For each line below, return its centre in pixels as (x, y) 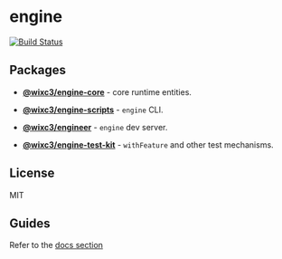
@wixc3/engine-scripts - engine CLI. (93, 110)
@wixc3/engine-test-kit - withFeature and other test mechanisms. (148, 144)
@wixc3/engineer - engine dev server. (95, 127)
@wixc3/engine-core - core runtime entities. (107, 91)
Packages (38, 70)
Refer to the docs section (56, 245)
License (32, 173)
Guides (30, 223)
